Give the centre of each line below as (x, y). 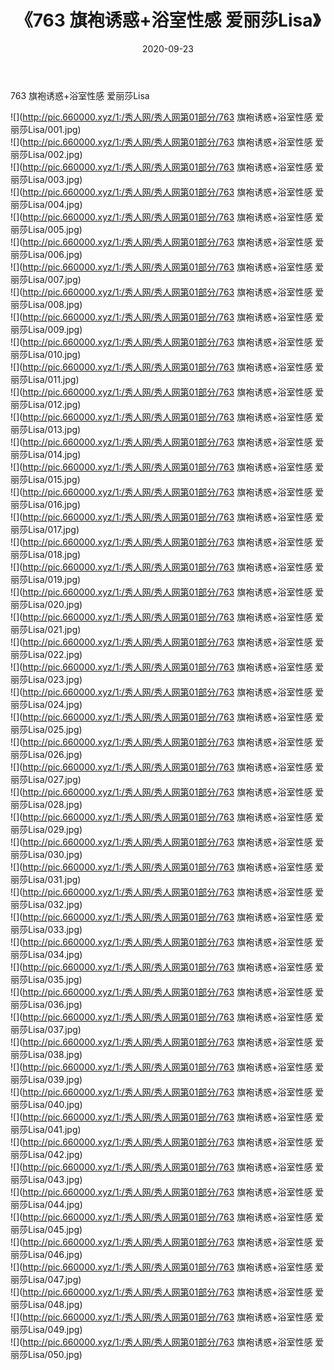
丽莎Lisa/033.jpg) (46, 929)
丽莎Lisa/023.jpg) (46, 679)
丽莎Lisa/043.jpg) (46, 1179)
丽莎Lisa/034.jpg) (46, 954)
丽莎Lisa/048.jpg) (46, 1304)
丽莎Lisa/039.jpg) (46, 1079)
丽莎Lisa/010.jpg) (46, 354)
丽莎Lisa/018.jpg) (46, 554)
